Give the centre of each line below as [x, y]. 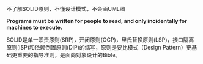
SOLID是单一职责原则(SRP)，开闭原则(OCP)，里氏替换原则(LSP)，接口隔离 [100, 40]
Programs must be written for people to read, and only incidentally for [97, 21]
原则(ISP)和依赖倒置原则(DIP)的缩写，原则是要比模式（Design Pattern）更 [99, 47]
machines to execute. [34, 27]
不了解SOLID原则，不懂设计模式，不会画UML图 [66, 9]
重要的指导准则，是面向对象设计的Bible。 [69, 55]
